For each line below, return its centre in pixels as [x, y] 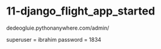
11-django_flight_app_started [81, 11]
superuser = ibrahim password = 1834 [54, 39]
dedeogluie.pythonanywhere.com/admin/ [58, 28]
